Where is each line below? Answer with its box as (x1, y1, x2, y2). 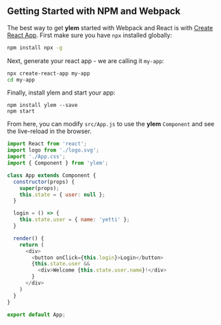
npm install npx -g (7, 44, 63, 51)
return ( (19, 241, 44, 248)
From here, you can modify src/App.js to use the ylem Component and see (7, 120, 215, 128)
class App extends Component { (7, 171, 96, 179)
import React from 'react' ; (7, 141, 88, 147)
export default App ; (7, 311, 66, 318)
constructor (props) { (13, 178, 75, 185)
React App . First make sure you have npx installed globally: (7, 31, 172, 39)
